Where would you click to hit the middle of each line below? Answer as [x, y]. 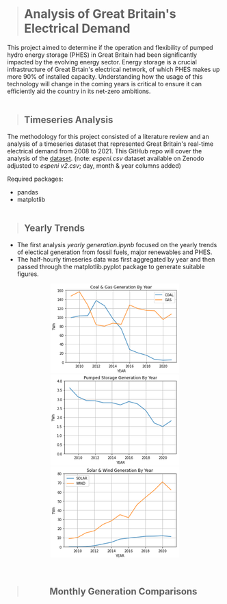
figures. [28, 274]
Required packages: [35, 179]
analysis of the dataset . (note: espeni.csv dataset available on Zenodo [106, 158]
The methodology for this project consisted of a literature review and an [108, 136]
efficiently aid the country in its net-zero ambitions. [79, 91]
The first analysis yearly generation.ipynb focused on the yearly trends [117, 244]
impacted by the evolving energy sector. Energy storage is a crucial [102, 62]
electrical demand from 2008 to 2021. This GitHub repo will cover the [105, 151]
